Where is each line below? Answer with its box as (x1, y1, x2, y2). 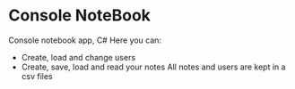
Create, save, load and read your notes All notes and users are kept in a (21, 61, 286, 72)
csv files (21, 70, 53, 81)
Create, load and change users (21, 52, 136, 62)
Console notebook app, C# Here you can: (8, 35, 162, 45)
